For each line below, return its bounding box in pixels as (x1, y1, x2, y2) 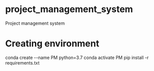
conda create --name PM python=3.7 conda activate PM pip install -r (5, 54, 149, 60)
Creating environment (5, 38, 99, 49)
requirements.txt (5, 59, 40, 66)
